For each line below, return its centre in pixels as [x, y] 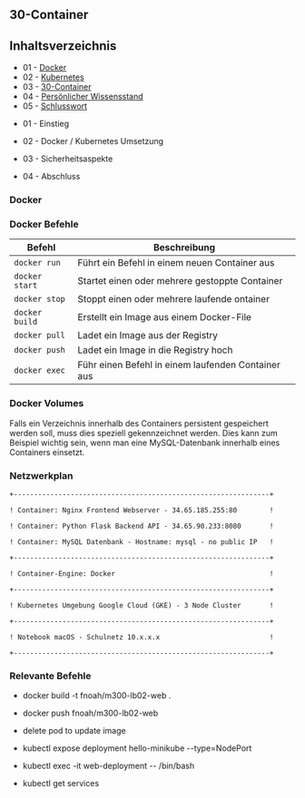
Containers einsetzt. [47, 452]
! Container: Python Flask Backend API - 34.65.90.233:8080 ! [142, 526]
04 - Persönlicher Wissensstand [83, 97]
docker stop [40, 299]
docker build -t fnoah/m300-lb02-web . [97, 696]
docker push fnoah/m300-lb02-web [90, 713]
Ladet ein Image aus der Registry [148, 336]
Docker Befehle [44, 224]
